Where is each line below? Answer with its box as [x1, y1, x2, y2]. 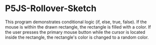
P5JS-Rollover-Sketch [5, 3, 97, 14]
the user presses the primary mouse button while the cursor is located [5, 29, 145, 35]
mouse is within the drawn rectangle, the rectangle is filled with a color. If [5, 24, 151, 30]
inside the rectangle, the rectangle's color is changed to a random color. [5, 34, 149, 40]
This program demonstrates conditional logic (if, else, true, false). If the [5, 19, 147, 25]
